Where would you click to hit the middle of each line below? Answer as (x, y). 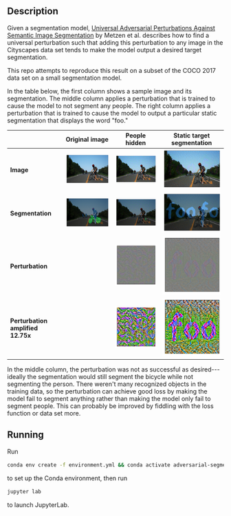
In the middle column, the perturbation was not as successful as (98, 369)
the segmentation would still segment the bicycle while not (110, 376)
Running (26, 435)
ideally (16, 376)
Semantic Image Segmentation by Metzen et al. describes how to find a (108, 35)
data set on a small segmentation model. (65, 78)
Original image (87, 139)
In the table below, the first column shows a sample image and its (100, 91)
